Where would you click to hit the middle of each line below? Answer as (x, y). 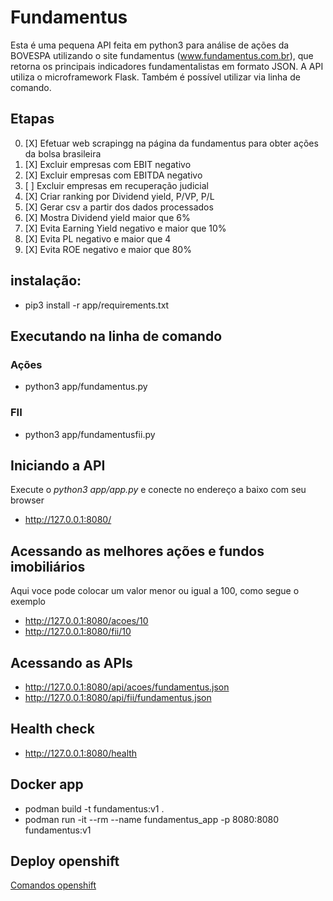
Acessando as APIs (71, 662)
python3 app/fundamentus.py (86, 387)
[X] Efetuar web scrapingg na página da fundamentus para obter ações (171, 143)
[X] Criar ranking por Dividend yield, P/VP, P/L (119, 196)
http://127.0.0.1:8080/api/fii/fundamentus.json (118, 697)
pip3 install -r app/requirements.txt (97, 305)
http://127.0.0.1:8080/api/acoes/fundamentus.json (127, 687)
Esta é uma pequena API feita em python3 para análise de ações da (150, 45)
